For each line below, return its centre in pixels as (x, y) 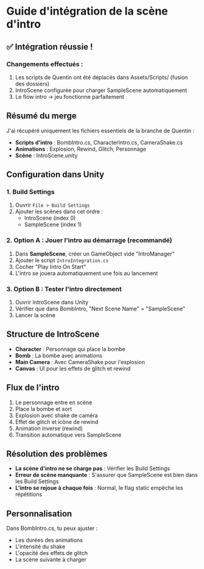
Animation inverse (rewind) (49, 428)
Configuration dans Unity (55, 175)
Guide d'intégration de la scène (87, 11)
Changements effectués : (45, 64)
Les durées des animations (49, 540)
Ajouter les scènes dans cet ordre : (59, 212)
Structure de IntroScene (53, 335)
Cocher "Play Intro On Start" (51, 267)
